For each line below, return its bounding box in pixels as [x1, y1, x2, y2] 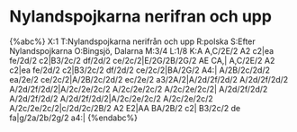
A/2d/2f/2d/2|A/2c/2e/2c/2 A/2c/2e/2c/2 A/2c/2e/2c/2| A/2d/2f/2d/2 [9, 84, 268, 94]
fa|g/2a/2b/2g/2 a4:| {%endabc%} [9, 112, 138, 123]
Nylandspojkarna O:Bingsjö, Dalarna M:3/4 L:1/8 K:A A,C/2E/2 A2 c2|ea [9, 45, 274, 56]
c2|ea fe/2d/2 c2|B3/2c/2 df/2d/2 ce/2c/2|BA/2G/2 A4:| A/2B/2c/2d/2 [9, 65, 270, 75]
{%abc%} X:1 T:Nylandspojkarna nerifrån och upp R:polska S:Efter [9, 36, 256, 47]
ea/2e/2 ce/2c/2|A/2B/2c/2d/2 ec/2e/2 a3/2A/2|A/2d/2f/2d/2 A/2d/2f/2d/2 [9, 74, 289, 84]
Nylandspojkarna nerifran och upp [9, 6, 273, 27]
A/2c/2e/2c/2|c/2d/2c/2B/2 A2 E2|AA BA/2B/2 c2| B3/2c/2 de [9, 102, 241, 113]
